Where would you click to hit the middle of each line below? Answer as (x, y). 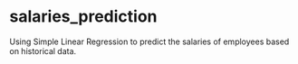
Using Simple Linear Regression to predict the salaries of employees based (149, 41)
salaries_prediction (83, 17)
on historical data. (43, 50)
